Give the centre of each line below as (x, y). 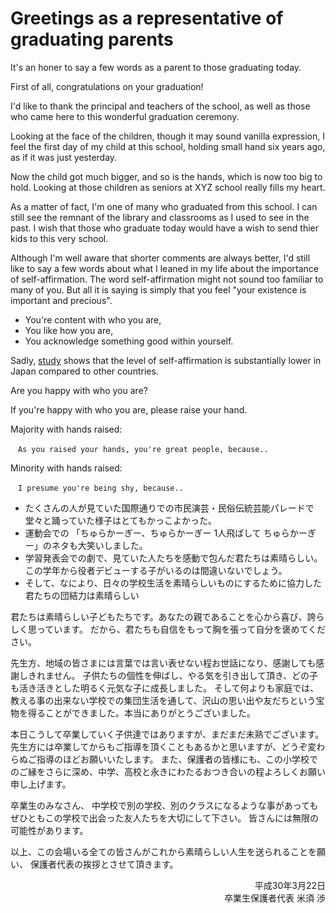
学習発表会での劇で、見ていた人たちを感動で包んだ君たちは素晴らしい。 (173, 558)
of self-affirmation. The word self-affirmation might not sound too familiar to (167, 279)
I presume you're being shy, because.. (100, 488)
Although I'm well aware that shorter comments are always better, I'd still (160, 258)
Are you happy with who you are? (79, 390)
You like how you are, (69, 330)
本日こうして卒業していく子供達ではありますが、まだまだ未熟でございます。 (167, 734)
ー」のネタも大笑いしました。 (86, 545)
